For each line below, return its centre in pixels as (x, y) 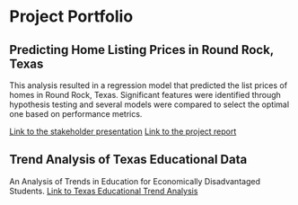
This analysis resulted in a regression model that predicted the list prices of (149, 85)
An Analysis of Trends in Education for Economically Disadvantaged (135, 181)
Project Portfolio (71, 17)
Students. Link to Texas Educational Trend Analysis (104, 191)
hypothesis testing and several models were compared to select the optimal (149, 104)
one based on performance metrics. (76, 114)
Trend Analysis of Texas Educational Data (128, 160)
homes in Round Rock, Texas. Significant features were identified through (145, 95)
